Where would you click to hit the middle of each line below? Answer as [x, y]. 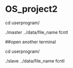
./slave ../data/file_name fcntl [35, 61]
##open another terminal [31, 42]
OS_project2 [32, 9]
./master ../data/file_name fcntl [36, 32]
